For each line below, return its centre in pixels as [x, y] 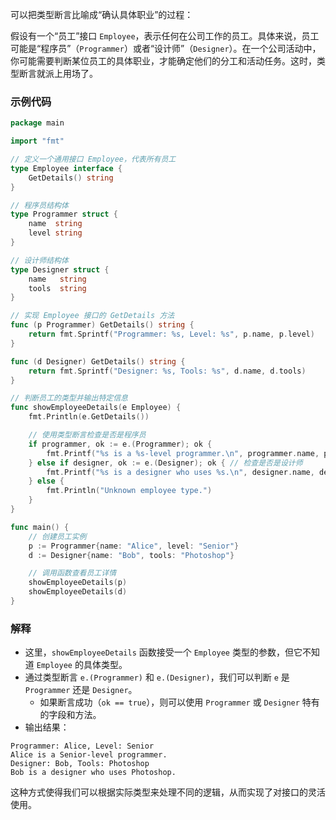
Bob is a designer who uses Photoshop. [93, 773]
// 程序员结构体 [39, 205]
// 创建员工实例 [57, 536]
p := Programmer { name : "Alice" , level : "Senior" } [134, 546]
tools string [57, 288]
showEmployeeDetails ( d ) [78, 592]
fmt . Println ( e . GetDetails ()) [89, 417]
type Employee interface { [66, 168]
